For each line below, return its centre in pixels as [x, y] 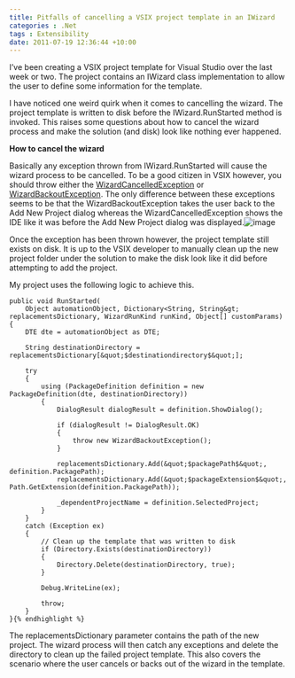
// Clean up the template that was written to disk [139, 542]
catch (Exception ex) [65, 526]
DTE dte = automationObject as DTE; [93, 332]
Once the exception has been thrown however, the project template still [139, 239]
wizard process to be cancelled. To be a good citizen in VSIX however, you [145, 175]
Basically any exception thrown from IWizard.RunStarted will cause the [138, 166]
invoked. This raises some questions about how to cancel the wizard [134, 122]
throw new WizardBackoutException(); [142, 441]
